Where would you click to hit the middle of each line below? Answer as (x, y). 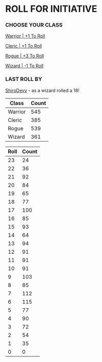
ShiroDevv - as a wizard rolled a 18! (43, 90)
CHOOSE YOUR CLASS (34, 25)
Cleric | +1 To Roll (24, 46)
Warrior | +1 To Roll (25, 36)
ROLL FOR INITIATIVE (51, 9)
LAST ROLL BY (24, 79)
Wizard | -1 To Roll (24, 66)
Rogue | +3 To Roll (25, 56)
